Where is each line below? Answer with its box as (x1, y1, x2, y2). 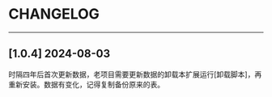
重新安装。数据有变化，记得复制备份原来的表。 (8, 79, 164, 89)
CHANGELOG (8, 5, 100, 23)
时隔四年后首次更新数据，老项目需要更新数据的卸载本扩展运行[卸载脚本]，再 (8, 70, 262, 79)
